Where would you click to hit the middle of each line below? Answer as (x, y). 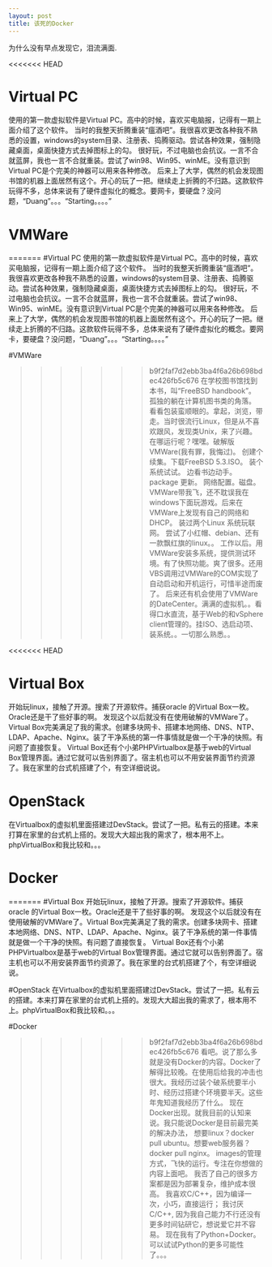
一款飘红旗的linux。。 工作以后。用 (206, 543)
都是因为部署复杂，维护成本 (203, 1184)
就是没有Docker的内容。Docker (202, 1062)
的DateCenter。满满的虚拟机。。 (202, 604)
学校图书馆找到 (233, 381)
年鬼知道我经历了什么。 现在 (197, 1103)
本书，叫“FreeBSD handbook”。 (203, 391)
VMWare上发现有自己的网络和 (199, 513)
